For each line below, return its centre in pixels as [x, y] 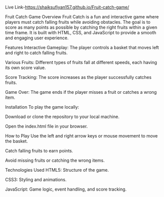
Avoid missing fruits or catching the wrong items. [55, 160]
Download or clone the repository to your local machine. [62, 117]
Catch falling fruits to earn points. [39, 151]
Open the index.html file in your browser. [46, 126]
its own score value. [25, 67]
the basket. [17, 141]
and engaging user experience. [37, 38]
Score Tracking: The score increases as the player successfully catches [78, 77]
